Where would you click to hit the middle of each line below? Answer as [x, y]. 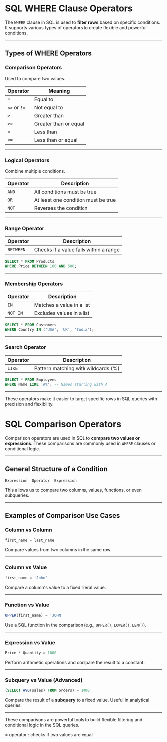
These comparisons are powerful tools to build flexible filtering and [74, 720]
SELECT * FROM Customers [31, 325]
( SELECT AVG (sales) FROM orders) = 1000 [48, 690]
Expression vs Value [30, 642]
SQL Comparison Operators [63, 424]
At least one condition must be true [75, 200]
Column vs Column [29, 530]
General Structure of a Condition [56, 469]
